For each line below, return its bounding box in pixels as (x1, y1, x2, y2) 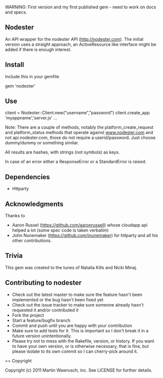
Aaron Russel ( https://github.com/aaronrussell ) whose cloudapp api (12, 222, 148, 228)
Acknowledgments (5, 200, 64, 208)
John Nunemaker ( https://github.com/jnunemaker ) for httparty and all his (12, 233, 159, 239)
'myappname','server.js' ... (5, 115, 57, 121)
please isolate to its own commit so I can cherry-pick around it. (12, 348, 138, 354)
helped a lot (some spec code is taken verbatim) (12, 227, 109, 233)
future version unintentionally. (12, 333, 72, 339)
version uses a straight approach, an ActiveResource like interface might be (5, 41, 157, 47)
